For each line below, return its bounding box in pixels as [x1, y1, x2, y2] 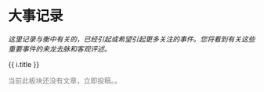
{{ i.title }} [8, 59, 40, 69]
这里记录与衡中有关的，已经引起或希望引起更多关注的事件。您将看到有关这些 [8, 34, 255, 44]
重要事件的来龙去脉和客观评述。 [8, 44, 111, 53]
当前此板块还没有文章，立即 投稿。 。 [8, 76, 121, 85]
